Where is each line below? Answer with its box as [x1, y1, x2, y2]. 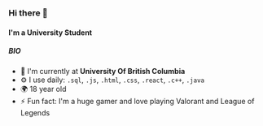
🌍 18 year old [20, 85, 67, 94]
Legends [20, 108, 50, 118]
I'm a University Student [8, 28, 92, 37]
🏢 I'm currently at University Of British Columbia [20, 67, 186, 76]
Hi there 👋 [8, 7, 49, 19]
